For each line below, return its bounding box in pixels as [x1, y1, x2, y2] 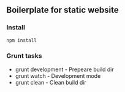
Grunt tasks [6, 52, 42, 60]
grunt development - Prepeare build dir [15, 66, 115, 73]
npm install [6, 37, 37, 44]
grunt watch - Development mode [15, 72, 101, 79]
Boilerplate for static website [6, 5, 119, 15]
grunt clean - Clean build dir [15, 79, 87, 86]
